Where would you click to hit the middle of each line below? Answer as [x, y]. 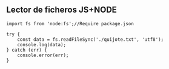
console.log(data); [42, 44]
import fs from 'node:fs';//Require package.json [70, 23]
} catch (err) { [27, 50]
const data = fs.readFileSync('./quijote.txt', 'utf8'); [91, 39]
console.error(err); [43, 55]
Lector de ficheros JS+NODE [61, 10]
